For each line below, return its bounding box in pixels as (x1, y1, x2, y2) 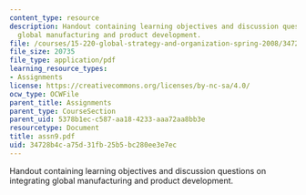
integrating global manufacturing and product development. (9, 175, 234, 186)
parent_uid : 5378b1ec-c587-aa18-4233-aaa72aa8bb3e (9, 115, 206, 124)
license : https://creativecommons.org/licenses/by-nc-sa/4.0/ (9, 81, 250, 90)
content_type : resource (9, 13, 100, 23)
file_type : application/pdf (9, 56, 117, 65)
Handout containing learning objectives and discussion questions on (9, 165, 267, 176)
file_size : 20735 (9, 47, 76, 56)
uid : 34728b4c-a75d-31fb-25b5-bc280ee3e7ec (9, 140, 178, 149)
